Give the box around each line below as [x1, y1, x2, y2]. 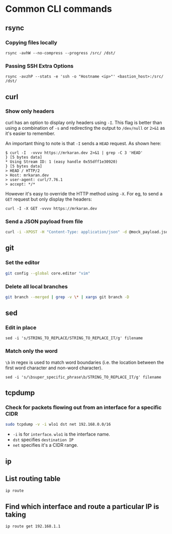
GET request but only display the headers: [5, 196, 92, 202]
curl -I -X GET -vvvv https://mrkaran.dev [5, 206, 97, 211]
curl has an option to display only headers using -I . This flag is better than [5, 119, 162, 126]
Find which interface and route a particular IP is [5, 502, 160, 511]
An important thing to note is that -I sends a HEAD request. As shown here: [5, 140, 161, 146]
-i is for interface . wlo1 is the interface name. [12, 431, 111, 438]
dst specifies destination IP [12, 437, 74, 443]
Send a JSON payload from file [5, 217, 83, 225]
